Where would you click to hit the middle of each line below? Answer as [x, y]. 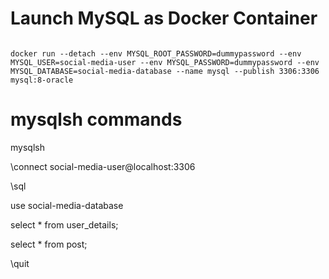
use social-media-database [67, 205]
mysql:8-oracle [42, 80]
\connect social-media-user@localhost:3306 [103, 166]
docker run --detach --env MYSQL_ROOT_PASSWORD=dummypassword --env [156, 53]
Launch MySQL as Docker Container [164, 18]
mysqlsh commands [96, 119]
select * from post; [49, 244]
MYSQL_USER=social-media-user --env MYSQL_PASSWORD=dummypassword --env [165, 62]
